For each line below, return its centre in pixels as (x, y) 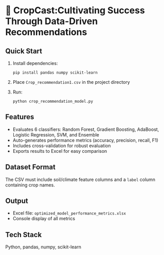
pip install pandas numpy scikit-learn (55, 73)
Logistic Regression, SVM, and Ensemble (56, 134)
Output (17, 201)
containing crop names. (30, 185)
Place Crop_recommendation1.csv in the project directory (71, 82)
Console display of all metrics (44, 219)
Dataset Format (30, 167)
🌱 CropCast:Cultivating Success (75, 10)
